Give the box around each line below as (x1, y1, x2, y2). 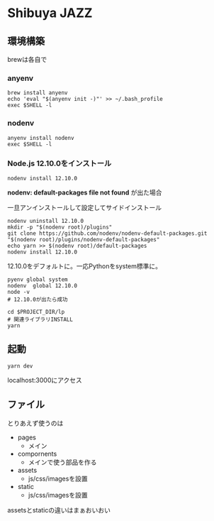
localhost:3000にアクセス (7, 375, 83, 384)
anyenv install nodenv (7, 134, 74, 141)
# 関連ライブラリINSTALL (7, 316, 73, 323)
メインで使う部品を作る (28, 458, 97, 466)
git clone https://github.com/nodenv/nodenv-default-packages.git (7, 229, 208, 237)
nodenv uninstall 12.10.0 (7, 217, 84, 224)
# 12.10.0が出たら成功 (7, 296, 68, 303)
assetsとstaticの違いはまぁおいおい (7, 505, 111, 514)
